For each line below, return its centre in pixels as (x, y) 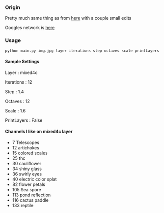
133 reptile (23, 205)
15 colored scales (30, 153)
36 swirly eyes (27, 174)
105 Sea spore (27, 190)
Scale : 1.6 (15, 110)
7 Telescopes (26, 142)
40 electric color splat (34, 179)
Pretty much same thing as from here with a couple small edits (68, 18)
